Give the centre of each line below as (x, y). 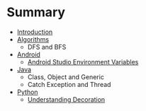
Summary (36, 12)
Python (27, 92)
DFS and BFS (47, 47)
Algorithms (33, 39)
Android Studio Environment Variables (83, 62)
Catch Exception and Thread (69, 84)
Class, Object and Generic (66, 77)
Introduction (35, 32)
